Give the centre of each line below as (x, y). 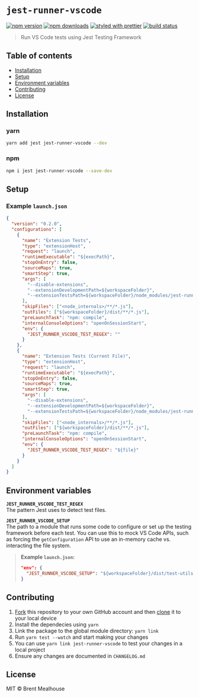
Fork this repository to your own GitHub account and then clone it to (98, 612)
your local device (36, 618)
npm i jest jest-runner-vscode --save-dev (59, 171)
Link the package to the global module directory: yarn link (86, 631)
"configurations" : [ (37, 229)
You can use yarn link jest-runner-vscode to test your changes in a (98, 643)
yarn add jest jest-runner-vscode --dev (57, 143)
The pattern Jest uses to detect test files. (56, 510)
